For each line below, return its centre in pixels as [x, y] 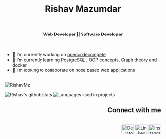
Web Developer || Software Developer [83, 34]
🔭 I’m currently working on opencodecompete [59, 55]
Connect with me [134, 110]
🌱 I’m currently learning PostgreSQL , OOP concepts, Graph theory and [84, 60]
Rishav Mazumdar [83, 9]
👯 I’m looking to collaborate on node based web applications [74, 70]
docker [20, 65]
